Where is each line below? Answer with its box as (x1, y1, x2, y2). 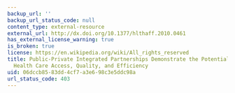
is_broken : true (7, 43, 55, 50)
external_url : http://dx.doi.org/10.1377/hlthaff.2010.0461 (7, 29, 187, 37)
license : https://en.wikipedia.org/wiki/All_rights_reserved (7, 50, 190, 57)
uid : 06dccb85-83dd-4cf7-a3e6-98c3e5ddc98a (7, 69, 136, 76)
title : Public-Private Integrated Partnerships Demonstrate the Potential (7, 56, 230, 63)
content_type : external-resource (7, 23, 105, 30)
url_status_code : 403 (7, 75, 71, 83)
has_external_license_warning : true (7, 36, 114, 43)
